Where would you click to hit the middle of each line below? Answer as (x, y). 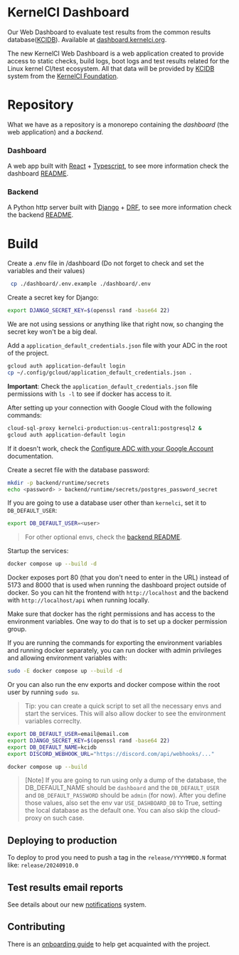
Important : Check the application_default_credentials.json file (103, 386)
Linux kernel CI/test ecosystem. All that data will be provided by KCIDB (111, 68)
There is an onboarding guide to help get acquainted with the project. (109, 944)
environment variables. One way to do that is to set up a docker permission (117, 621)
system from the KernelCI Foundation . (63, 76)
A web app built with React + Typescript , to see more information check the (118, 166)
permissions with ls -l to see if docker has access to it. (90, 394)
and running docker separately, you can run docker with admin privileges (115, 651)
